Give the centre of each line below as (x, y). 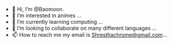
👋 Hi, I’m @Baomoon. (38, 9)
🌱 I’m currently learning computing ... (57, 22)
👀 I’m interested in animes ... (47, 15)
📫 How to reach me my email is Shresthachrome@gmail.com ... (89, 35)
